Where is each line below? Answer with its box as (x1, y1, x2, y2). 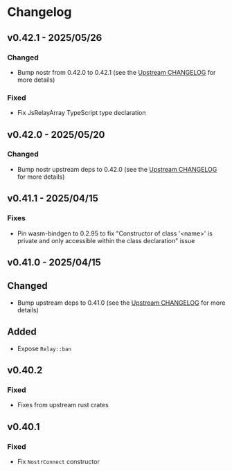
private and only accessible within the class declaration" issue (17, 236, 195, 245)
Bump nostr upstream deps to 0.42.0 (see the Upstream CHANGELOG (17, 165, 217, 173)
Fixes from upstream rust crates (17, 401, 109, 409)
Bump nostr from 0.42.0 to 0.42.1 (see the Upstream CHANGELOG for (17, 68, 216, 76)
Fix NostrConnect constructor (17, 457, 100, 465)
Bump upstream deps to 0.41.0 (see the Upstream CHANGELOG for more (17, 299, 226, 307)
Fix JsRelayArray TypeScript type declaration (17, 109, 147, 117)
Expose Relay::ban (17, 344, 71, 353)
